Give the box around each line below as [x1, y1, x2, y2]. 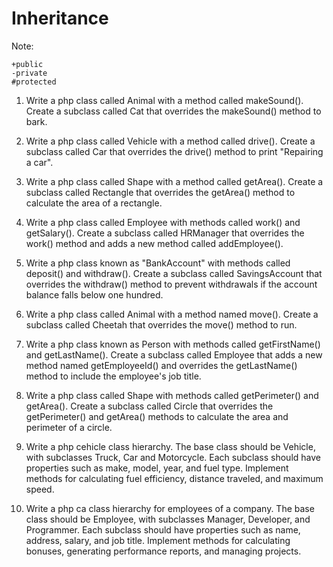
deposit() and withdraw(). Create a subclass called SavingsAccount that [25, 267, 323, 279]
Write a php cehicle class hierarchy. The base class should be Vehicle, [25, 440, 316, 452]
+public [11, 59, 44, 69]
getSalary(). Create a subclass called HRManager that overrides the [25, 227, 305, 239]
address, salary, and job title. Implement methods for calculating [25, 534, 291, 546]
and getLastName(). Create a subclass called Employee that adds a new [25, 348, 323, 361]
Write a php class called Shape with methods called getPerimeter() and [25, 389, 319, 401]
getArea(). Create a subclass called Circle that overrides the [25, 400, 274, 412]
